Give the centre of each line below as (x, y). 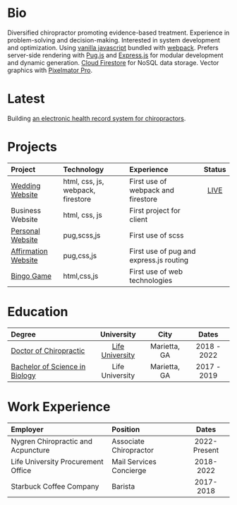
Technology (84, 169)
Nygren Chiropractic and (52, 441)
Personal (25, 231)
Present (206, 450)
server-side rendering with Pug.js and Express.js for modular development (115, 55)
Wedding (26, 185)
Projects (32, 147)
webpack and (152, 190)
